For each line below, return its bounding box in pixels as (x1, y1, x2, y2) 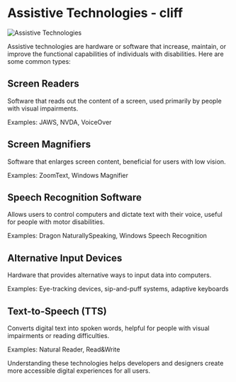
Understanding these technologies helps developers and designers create (7, 359, 224, 367)
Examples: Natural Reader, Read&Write (7, 345, 120, 354)
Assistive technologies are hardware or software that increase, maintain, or (7, 42, 227, 50)
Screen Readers (7, 78, 79, 90)
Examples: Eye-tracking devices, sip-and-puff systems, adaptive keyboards (7, 285, 229, 293)
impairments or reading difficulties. (7, 332, 110, 339)
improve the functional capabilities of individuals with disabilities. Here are (7, 50, 225, 58)
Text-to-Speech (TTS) (7, 305, 108, 317)
